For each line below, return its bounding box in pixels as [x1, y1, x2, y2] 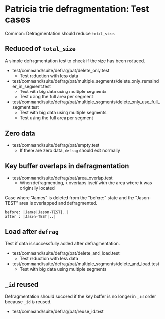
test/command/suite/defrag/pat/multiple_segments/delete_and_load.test [12, 261, 159, 267]
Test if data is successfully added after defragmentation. [5, 241, 120, 247]
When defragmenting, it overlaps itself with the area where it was [19, 180, 152, 186]
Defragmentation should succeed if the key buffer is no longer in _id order [5, 293, 156, 299]
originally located [19, 185, 55, 191]
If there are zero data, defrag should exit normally [19, 147, 121, 153]
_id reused [5, 280, 39, 289]
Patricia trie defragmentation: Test [5, 3, 149, 15]
